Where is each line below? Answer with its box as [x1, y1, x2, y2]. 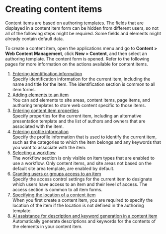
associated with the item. [12, 123, 64, 129]
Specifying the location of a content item [12, 192, 96, 198]
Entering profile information [12, 128, 69, 134]
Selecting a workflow [12, 150, 56, 156]
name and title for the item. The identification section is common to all [12, 81, 156, 87]
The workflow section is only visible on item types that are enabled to [12, 155, 155, 161]
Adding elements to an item [12, 92, 69, 98]
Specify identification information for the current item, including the [12, 76, 151, 82]
